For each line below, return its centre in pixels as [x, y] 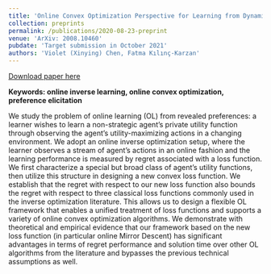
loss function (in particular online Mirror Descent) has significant [115, 236]
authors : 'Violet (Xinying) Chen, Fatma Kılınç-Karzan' [104, 53]
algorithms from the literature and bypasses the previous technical [119, 253]
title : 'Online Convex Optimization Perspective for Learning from [124, 16]
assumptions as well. [43, 262]
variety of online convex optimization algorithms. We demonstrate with [126, 219]
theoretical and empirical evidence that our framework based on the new [129, 227]
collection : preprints [46, 23]
